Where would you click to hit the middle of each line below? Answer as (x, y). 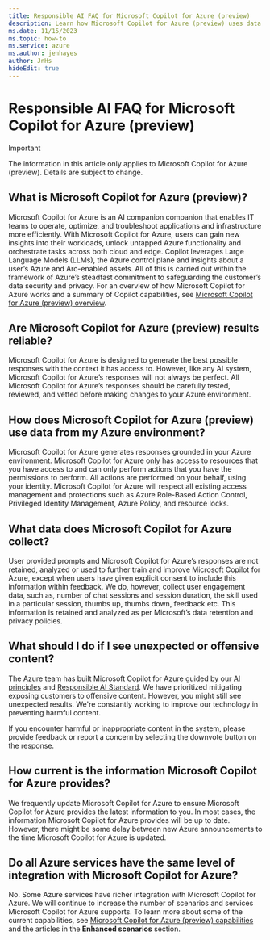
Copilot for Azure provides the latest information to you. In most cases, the (132, 812)
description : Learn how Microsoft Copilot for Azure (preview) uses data (135, 23)
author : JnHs (30, 61)
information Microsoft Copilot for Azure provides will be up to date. (119, 820)
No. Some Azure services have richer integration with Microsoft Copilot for (132, 895)
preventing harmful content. (55, 712)
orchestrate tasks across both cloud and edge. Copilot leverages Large (126, 251)
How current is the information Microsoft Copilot (133, 771)
